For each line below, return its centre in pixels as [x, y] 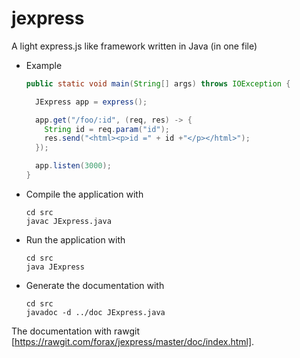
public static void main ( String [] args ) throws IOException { [158, 83]
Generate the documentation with [95, 285]
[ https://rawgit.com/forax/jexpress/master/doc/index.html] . [133, 341]
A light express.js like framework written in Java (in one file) [134, 46]
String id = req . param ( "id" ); [107, 129]
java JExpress [55, 267]
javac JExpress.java [68, 221]
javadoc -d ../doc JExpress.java [95, 312]
